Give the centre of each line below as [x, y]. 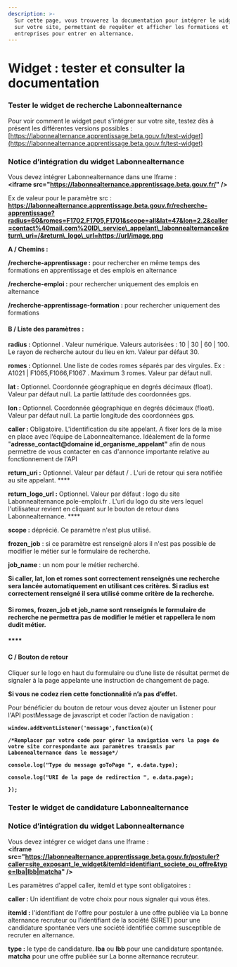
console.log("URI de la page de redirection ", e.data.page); [101, 777]
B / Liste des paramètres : [46, 329]
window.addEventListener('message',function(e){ [81, 728]
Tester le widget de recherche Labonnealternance [95, 105]
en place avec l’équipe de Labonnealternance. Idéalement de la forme [109, 437]
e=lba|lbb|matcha [35, 871]
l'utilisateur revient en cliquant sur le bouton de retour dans [94, 509]
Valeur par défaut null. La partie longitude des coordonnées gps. [102, 415]
